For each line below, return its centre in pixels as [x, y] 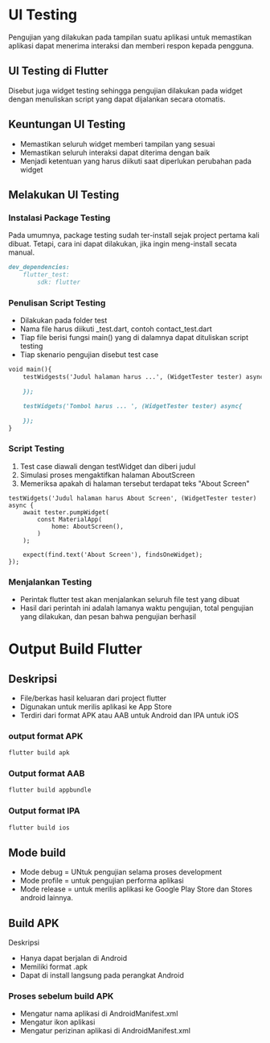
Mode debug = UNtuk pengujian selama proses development [121, 872]
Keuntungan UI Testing [67, 125]
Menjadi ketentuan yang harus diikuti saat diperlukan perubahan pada [135, 161]
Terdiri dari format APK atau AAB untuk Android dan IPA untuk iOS [129, 716]
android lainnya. [47, 898]
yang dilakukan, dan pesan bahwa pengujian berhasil [108, 617]
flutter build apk [39, 753]
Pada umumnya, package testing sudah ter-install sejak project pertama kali [134, 235]
